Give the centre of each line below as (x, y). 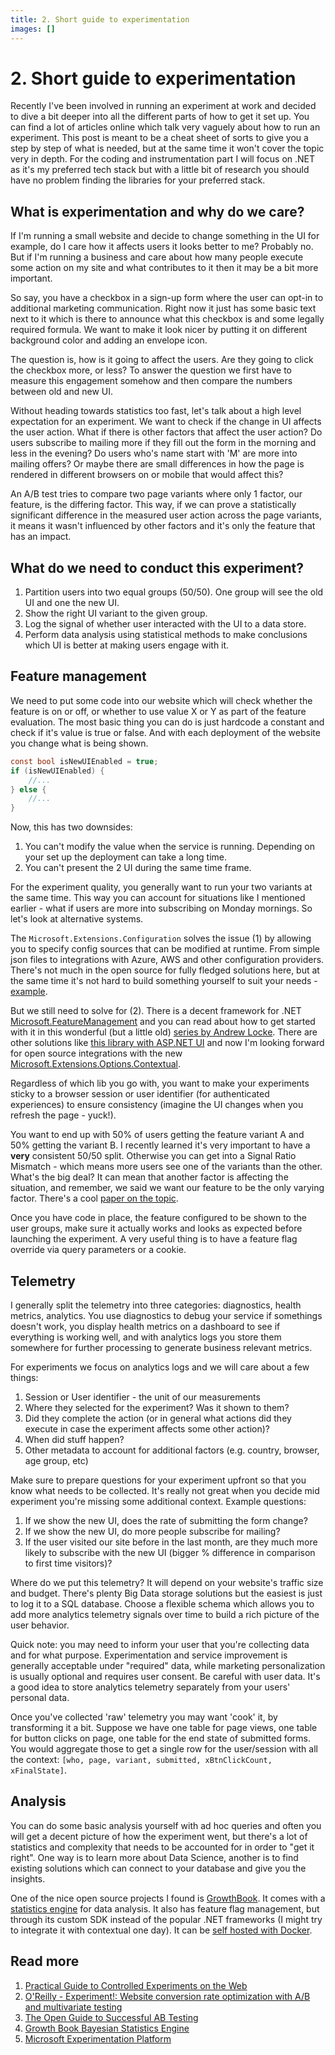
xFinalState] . (38, 1770)
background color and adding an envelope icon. (109, 340)
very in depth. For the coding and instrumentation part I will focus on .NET (163, 159)
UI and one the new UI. (72, 603)
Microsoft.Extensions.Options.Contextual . (96, 1064)
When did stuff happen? (74, 1439)
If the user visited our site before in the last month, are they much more (171, 1542)
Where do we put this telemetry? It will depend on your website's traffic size (167, 1582)
